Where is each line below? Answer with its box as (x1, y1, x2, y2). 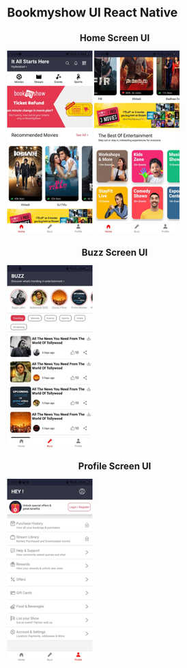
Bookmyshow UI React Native (7, 5, 178, 21)
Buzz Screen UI (81, 247, 148, 258)
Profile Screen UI (78, 460, 152, 472)
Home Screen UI (79, 32, 150, 44)
